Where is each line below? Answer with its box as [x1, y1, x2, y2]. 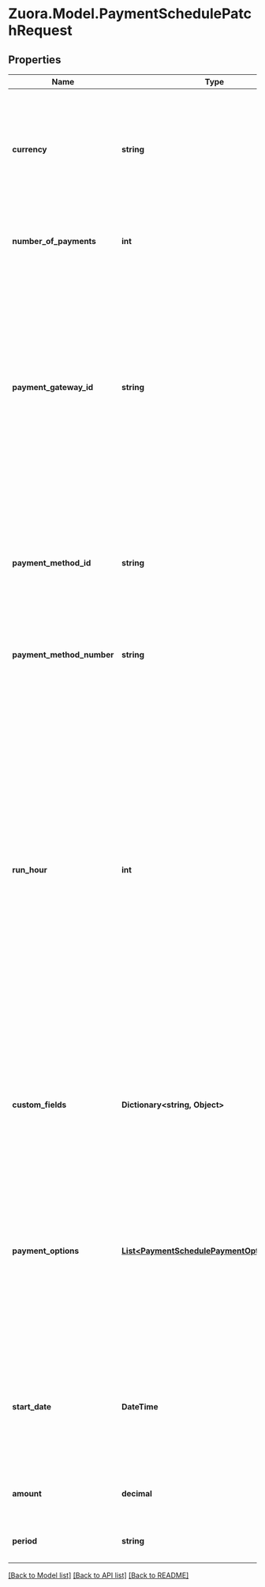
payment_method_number [12, 649, 114, 660]
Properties [8, 53, 62, 66]
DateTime [121, 1401, 159, 1412]
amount [12, 1488, 42, 1499]
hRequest [8, 21, 73, 39]
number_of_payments [12, 236, 97, 246]
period [12, 1536, 38, 1546]
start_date [12, 1401, 52, 1412]
